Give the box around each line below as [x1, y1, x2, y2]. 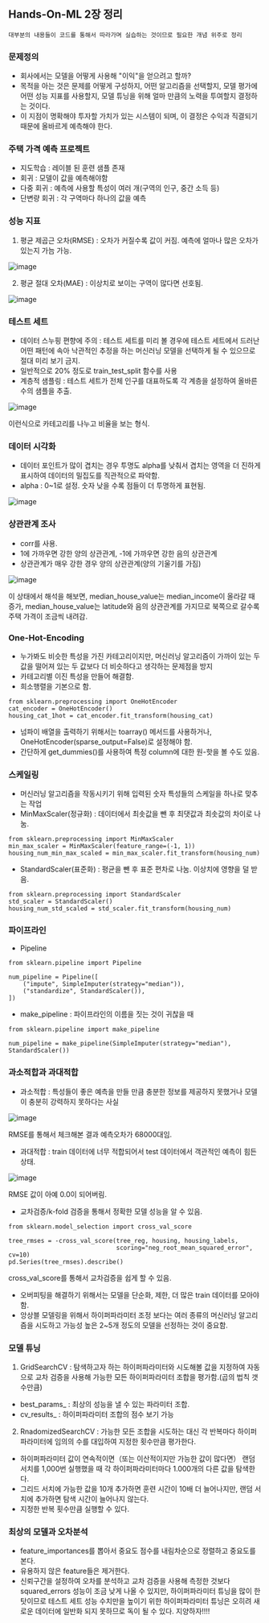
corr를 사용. [19, 538, 58, 548]
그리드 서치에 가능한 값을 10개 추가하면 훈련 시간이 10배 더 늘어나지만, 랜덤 [19, 1484, 253, 1494]
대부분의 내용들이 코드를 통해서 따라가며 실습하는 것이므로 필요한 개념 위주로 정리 [8, 31, 243, 39]
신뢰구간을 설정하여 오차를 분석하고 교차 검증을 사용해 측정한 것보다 [19, 1576, 230, 1586]
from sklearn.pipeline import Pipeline [8, 959, 142, 967]
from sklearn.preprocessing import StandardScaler [8, 891, 181, 899]
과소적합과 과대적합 [8, 1066, 79, 1078]
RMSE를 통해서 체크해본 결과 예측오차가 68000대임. [8, 1129, 173, 1139]
